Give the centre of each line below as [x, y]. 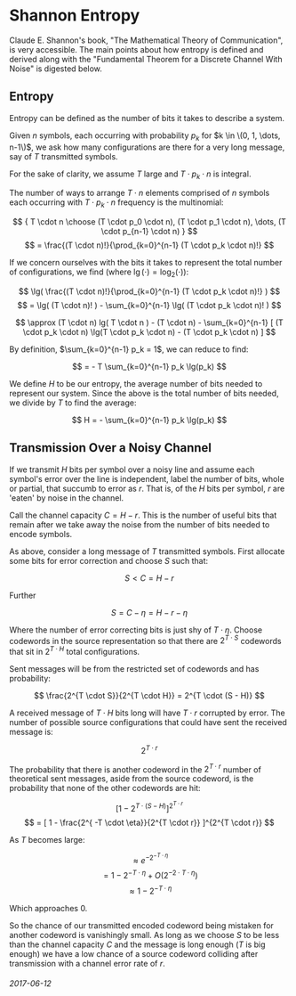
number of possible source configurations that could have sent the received [148, 723]
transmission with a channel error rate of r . [88, 963]
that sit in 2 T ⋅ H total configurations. [75, 651]
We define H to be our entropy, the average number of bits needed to [136, 383]
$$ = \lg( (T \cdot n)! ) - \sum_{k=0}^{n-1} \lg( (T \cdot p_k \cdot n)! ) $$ [149, 305]
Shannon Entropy [75, 16]
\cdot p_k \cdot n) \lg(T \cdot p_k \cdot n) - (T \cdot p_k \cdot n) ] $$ [149, 331]
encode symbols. [41, 534]
